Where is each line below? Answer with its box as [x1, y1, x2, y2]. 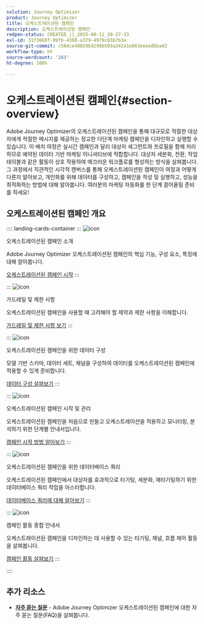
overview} [6, 107, 60, 121]
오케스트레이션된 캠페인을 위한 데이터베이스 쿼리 [6, 463, 121, 470]
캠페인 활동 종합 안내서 [6, 522, 60, 529]
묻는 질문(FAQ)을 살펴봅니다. [21, 611, 90, 619]
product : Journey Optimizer [6, 15, 78, 21]
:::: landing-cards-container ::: [6, 225, 82, 232]
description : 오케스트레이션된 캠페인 [6, 26, 91, 32]
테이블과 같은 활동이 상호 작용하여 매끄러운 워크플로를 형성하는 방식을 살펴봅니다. [6, 158, 199, 165]
